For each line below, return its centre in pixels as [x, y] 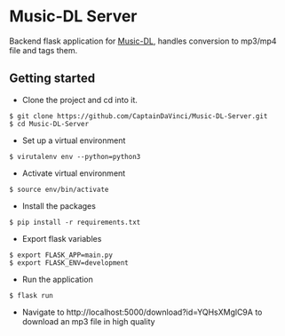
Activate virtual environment [74, 173]
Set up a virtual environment [74, 140]
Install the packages [59, 205]
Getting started [52, 79]
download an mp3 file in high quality [88, 321]
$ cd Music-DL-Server [49, 124]
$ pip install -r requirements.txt [75, 222]
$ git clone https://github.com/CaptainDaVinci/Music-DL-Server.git [139, 116]
